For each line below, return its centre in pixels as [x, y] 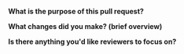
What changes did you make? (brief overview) [85, 26]
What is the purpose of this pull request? [76, 11]
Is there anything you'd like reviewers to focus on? [92, 41]
